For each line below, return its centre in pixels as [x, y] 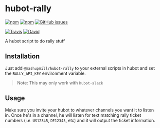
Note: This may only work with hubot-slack [60, 83]
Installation [22, 56]
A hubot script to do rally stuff [35, 41]
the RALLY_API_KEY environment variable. [45, 73]
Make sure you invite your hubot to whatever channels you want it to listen [80, 110]
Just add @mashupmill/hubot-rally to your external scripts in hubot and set [80, 68]
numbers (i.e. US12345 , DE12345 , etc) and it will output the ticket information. [80, 120]
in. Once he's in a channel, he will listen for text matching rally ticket [73, 115]
